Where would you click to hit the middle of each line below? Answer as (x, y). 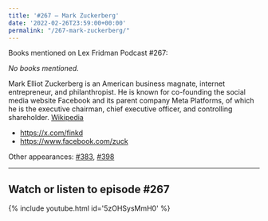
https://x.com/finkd (51, 133)
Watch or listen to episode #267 (89, 189)
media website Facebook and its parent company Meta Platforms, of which (131, 101)
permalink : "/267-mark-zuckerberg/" (69, 30)
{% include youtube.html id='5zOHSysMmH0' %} (89, 208)
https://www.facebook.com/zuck (74, 142)
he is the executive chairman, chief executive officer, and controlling (120, 109)
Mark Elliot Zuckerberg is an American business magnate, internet (117, 83)
